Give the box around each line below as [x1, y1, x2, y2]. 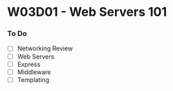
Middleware [17, 68, 51, 76]
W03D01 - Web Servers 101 [7, 4, 167, 20]
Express [17, 60, 41, 68]
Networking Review [17, 44, 73, 52]
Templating [17, 75, 50, 83]
